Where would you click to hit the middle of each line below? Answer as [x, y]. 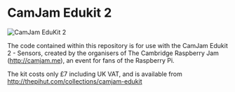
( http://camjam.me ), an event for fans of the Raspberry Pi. [91, 60]
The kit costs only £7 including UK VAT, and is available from [95, 74]
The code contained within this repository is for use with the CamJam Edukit [117, 45]
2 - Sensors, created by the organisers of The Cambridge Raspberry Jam [113, 53]
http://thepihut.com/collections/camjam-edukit [75, 81]
